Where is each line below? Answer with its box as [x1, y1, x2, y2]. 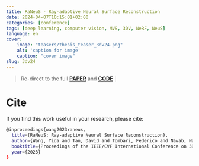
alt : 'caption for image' [17, 48, 81, 54]
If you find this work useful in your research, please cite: [6, 115, 144, 123]
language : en [6, 31, 38, 37]
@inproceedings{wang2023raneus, [6, 127, 86, 133]
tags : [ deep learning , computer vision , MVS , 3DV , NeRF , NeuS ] [6, 25, 166, 32]
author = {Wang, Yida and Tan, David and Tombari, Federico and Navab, [11, 138, 187, 144]
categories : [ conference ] [6, 20, 70, 26]
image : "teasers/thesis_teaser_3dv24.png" [17, 42, 123, 48]
